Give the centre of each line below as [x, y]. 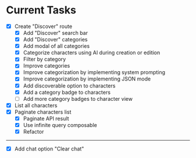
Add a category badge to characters [67, 92]
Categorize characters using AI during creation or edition [92, 52]
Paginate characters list [43, 112]
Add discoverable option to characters [69, 86]
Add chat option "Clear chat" [49, 149]
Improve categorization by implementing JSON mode [87, 79]
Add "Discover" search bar [55, 33]
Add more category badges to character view [78, 99]
